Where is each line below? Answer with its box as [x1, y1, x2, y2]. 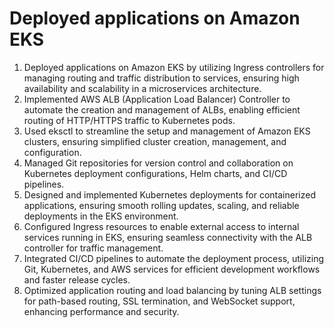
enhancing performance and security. [23, 305, 180, 317]
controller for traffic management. [23, 242, 164, 254]
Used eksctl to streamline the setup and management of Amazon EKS [23, 125, 311, 137]
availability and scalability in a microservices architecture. [23, 82, 262, 94]
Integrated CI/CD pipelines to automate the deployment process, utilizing [23, 252, 325, 264]
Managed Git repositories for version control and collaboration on [23, 157, 294, 169]
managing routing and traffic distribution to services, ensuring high [23, 72, 300, 84]
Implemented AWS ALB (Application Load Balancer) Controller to [23, 93, 291, 105]
